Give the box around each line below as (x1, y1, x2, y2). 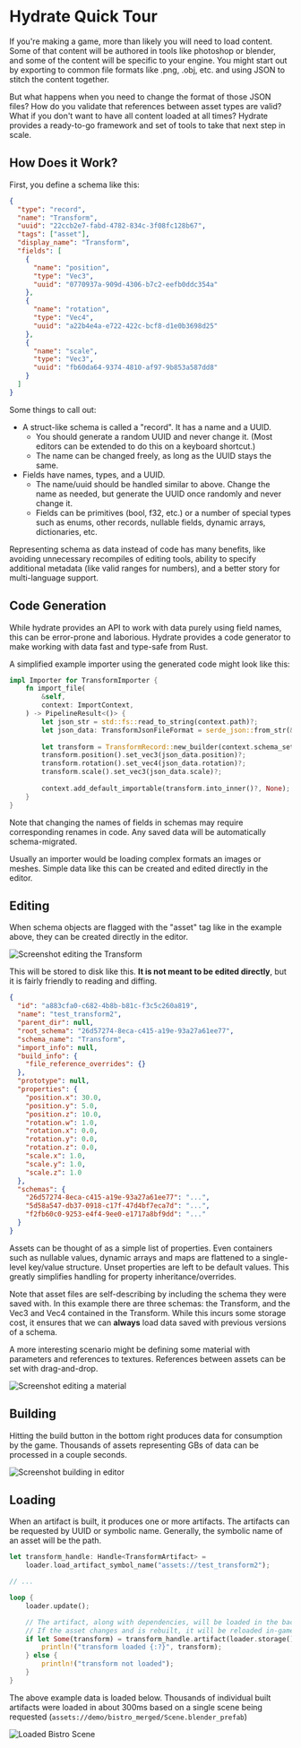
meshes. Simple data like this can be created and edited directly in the (9, 863, 269, 874)
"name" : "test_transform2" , (17, 1010, 123, 1019)
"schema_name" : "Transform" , (17, 1035, 126, 1044)
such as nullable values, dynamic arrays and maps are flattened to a (9, 1252, 261, 1262)
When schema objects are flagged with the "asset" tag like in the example (9, 922, 282, 933)
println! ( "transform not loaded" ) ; (41, 1659, 175, 1668)
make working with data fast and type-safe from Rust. (9, 641, 209, 651)
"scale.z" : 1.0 (25, 1167, 82, 1177)
